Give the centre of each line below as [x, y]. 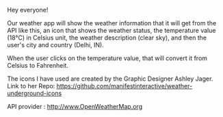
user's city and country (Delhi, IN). [55, 45]
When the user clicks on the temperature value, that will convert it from [107, 58]
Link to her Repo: [31, 86]
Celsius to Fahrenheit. [38, 65]
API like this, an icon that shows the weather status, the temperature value [112, 30]
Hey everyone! [28, 10]
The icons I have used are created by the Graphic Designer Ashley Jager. [110, 79]
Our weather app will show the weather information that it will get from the [112, 23]
